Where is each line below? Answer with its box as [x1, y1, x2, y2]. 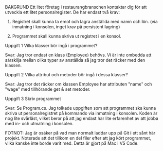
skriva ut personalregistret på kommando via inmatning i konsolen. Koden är [5, 110, 158, 116]
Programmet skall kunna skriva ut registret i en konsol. [12, 34, 122, 39]
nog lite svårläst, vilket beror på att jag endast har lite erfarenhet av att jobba [5, 116, 159, 121]
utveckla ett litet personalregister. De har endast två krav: [5, 9, 120, 15]
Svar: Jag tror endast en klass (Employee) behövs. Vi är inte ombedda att [5, 52, 152, 58]
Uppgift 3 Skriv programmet [5, 96, 61, 101]
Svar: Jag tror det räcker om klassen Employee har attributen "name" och [5, 81, 152, 87]
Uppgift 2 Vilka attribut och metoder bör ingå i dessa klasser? [5, 72, 128, 77]
